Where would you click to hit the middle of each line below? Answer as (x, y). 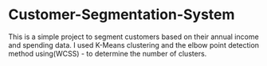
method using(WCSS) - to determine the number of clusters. (108, 53)
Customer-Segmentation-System (122, 15)
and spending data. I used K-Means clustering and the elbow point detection (134, 45)
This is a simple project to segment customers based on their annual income (133, 37)
